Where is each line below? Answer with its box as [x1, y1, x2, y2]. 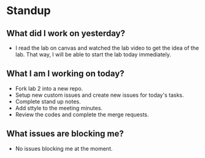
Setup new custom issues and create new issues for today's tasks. [15, 91, 184, 99]
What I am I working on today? [6, 69, 125, 79]
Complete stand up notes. [15, 97, 81, 105]
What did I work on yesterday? [6, 28, 126, 39]
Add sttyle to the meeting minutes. [15, 104, 103, 111]
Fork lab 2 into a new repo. [15, 85, 83, 92]
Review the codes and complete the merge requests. [15, 111, 149, 118]
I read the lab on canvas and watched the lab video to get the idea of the [15, 44, 199, 51]
